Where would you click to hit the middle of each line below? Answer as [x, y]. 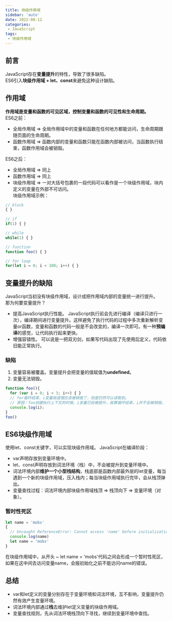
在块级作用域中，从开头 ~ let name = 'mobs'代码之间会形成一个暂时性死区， [85, 556]
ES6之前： [16, 118]
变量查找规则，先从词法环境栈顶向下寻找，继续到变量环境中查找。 [82, 613]
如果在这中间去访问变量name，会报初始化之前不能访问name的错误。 [78, 563]
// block [15, 205]
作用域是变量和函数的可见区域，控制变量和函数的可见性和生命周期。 [77, 111]
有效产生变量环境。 [37, 601]
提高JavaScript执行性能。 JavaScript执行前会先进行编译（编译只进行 [85, 314]
